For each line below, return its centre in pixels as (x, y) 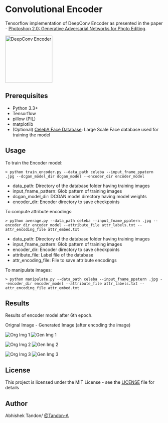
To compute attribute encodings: (39, 211)
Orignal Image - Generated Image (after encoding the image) (68, 325)
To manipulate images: (29, 270)
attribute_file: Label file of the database (53, 255)
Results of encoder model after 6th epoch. (49, 315)
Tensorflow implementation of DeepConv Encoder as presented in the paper (84, 23)
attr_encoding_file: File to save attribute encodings (64, 260)
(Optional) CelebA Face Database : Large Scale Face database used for (86, 129)
